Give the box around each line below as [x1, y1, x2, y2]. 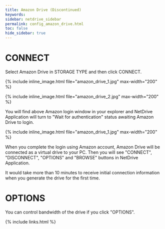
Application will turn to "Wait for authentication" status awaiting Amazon [5, 114, 154, 120]
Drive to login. [5, 119, 34, 125]
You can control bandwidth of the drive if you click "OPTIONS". [5, 209, 135, 215]
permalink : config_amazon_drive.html [5, 21, 84, 27]
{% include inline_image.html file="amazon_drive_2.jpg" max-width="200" [5, 93, 159, 99]
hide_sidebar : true [5, 31, 46, 36]
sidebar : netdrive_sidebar [5, 17, 61, 22]
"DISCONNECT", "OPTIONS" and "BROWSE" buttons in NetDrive [5, 154, 138, 160]
